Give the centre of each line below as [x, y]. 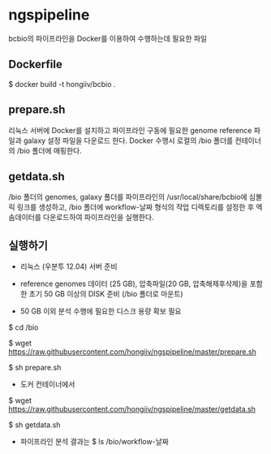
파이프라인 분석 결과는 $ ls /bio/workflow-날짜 [94, 442]
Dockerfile [36, 65]
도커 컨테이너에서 [47, 384]
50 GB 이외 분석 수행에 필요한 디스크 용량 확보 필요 [101, 311]
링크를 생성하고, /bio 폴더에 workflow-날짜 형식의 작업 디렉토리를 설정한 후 [135, 207]
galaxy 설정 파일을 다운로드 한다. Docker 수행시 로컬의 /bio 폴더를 [128, 141]
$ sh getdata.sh [34, 425]
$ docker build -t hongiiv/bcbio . [62, 84]
